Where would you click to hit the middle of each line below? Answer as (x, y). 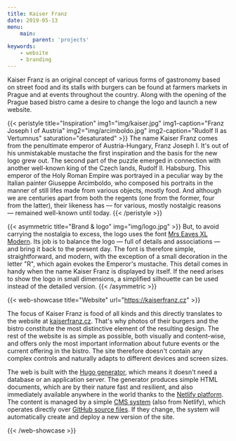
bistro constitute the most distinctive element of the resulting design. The (113, 328)
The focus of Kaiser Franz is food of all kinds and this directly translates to (115, 313)
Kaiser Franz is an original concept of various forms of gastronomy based (114, 79)
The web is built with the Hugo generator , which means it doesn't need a (112, 372)
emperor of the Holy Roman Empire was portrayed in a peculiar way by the (115, 175)
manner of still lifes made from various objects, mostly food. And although (114, 190)
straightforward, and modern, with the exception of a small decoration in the (117, 256)
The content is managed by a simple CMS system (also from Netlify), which (117, 402)
